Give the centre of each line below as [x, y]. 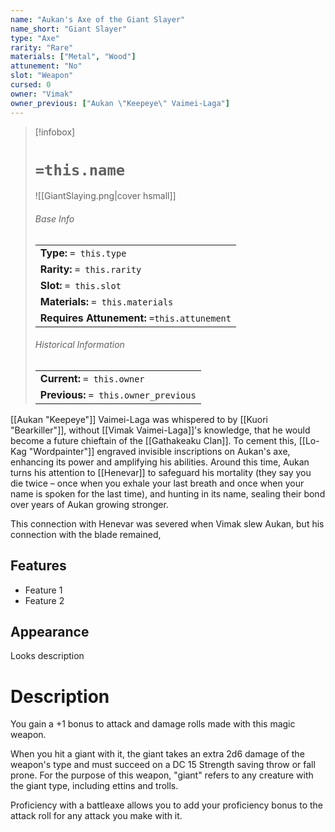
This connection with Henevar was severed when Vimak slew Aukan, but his [167, 523]
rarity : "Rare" [42, 47]
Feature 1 [43, 590]
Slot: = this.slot [80, 285]
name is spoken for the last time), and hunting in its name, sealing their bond [168, 493]
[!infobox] [55, 132]
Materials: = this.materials [106, 301]
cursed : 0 [31, 85]
